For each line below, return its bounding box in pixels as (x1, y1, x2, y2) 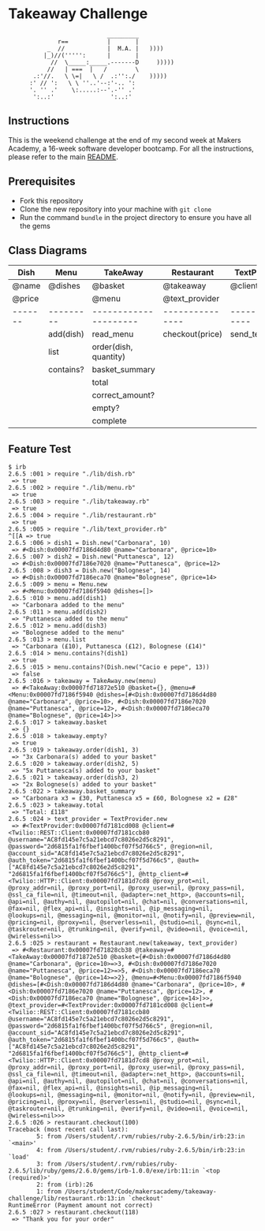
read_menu (91, 329, 134, 340)
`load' (8, 1153, 30, 1162)
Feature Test (8, 442, 72, 456)
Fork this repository (19, 196, 84, 205)
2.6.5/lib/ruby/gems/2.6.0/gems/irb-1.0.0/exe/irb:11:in (8, 1167, 200, 1175)
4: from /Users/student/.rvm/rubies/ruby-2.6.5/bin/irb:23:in (36, 1147, 245, 1155)
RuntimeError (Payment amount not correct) (8, 1202, 154, 1210)
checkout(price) (162, 329, 223, 340)
